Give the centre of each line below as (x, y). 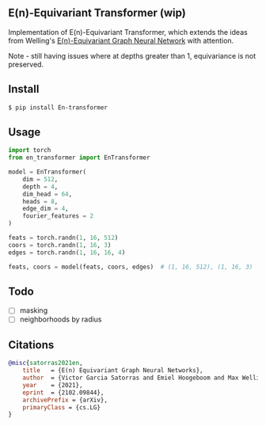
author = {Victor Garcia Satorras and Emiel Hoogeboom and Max (131, 378)
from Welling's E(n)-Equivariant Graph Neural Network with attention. (121, 40)
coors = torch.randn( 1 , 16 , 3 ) (60, 245)
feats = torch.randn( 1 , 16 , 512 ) (63, 238)
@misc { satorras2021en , (46, 363)
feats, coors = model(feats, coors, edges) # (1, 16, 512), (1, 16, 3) (131, 267)
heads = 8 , (40, 201)
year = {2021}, (53, 385)
